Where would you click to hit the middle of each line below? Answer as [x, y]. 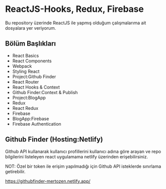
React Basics [26, 55]
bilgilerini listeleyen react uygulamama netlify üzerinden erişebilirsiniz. [77, 156]
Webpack [22, 66]
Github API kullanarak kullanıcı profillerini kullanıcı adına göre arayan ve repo [83, 151]
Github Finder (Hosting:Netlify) [54, 140]
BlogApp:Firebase [31, 118]
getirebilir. [15, 171]
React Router [26, 82]
